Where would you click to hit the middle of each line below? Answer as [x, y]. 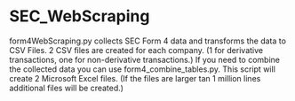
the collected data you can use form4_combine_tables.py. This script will [142, 69]
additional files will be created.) [67, 88]
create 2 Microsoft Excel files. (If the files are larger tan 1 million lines [135, 78]
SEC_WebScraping [80, 16]
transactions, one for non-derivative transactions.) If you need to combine [144, 59]
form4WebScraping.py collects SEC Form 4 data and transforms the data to [148, 41]
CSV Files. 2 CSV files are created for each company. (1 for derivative [136, 50]
